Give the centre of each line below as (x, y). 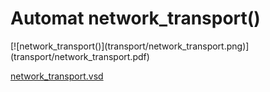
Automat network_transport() (135, 18)
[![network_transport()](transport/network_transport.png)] (130, 46)
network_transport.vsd (57, 76)
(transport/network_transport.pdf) (80, 56)
